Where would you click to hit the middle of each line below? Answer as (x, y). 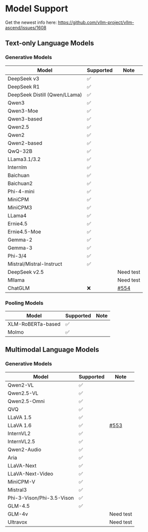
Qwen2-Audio (24, 449)
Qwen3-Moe (23, 111)
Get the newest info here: (31, 22)
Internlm (17, 167)
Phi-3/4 (17, 256)
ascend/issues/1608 (26, 27)
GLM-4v (18, 514)
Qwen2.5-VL (23, 393)
